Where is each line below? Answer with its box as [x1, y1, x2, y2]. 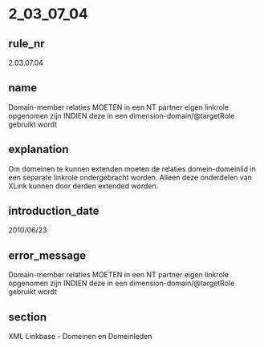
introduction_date [8, 204, 100, 218]
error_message [8, 248, 87, 262]
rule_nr [8, 37, 46, 50]
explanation [8, 143, 69, 156]
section [8, 310, 47, 324]
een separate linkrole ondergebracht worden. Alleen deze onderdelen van [8, 172, 253, 182]
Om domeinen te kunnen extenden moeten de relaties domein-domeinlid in [8, 163, 257, 173]
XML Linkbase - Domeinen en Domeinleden [8, 332, 152, 341]
